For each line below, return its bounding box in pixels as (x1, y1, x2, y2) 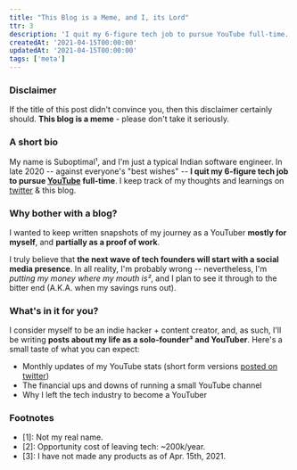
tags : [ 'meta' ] (9, 54, 66, 63)
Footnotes (9, 412, 55, 425)
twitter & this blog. (9, 185, 77, 195)
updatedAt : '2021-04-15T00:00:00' (9, 46, 138, 55)
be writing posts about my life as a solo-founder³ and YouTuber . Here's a (9, 334, 283, 345)
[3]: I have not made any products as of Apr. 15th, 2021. (21, 451, 227, 462)
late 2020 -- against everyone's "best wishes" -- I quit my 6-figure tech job (9, 166, 289, 177)
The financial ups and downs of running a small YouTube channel (21, 380, 262, 391)
